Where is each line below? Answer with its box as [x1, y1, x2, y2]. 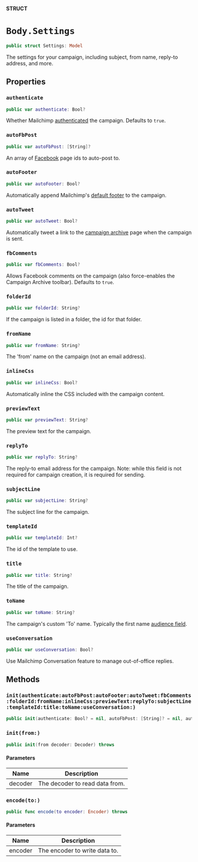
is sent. [6, 235, 24, 242]
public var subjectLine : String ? [6, 498, 88, 504]
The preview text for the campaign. [6, 427, 91, 435]
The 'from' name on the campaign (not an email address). [6, 353, 146, 360]
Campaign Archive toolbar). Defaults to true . [6, 279, 114, 286]
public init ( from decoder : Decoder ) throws [6, 742, 115, 748]
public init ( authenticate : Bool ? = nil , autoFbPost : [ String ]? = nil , [6, 716, 183, 722]
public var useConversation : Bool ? [6, 646, 94, 653]
